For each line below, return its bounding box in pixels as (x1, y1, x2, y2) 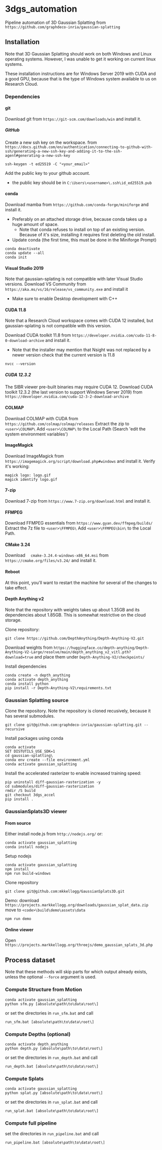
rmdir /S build (5, 788, 36, 793)
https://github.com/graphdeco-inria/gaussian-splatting (5, 24, 120, 30)
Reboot (5, 569, 20, 575)
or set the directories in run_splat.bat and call (5, 1099, 98, 1105)
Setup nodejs (5, 853, 32, 859)
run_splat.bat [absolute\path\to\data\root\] (5, 1109, 98, 1113)
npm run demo (5, 917, 32, 922)
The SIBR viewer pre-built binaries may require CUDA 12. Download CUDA (5, 384, 153, 390)
